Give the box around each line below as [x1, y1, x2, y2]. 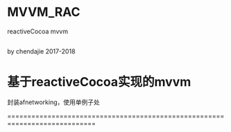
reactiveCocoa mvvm [7, 27, 68, 35]
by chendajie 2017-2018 [7, 47, 76, 56]
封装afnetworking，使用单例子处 [7, 98, 101, 106]
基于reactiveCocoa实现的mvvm [7, 74, 191, 90]
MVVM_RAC [7, 4, 80, 20]
